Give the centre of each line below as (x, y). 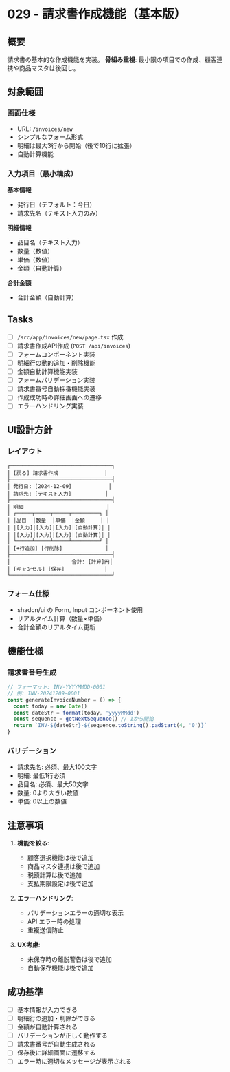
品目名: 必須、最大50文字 (53, 784)
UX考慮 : (28, 945)
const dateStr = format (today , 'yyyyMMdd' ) (76, 713)
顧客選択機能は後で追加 (60, 858)
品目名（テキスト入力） (50, 242)
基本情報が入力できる (47, 1009)
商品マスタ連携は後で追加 (64, 866)
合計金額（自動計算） (47, 297)
